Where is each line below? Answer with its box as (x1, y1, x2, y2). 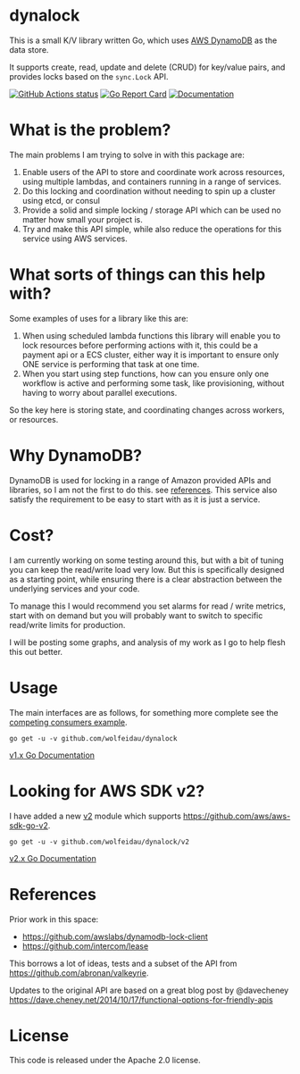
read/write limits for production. (9, 619, 126, 630)
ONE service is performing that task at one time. (21, 358, 200, 369)
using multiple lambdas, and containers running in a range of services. (21, 176, 282, 187)
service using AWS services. (21, 233, 128, 244)
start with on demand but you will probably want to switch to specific (9, 609, 263, 621)
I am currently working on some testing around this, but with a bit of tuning (9, 555, 284, 566)
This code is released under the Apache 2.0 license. (9, 1055, 201, 1066)
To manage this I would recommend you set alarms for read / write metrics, (9, 600, 286, 611)
